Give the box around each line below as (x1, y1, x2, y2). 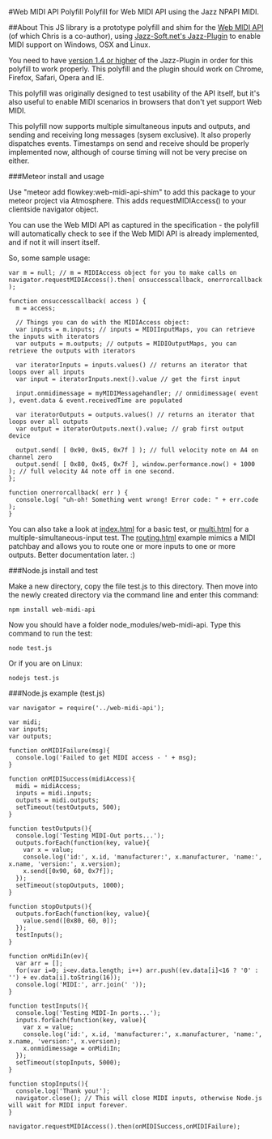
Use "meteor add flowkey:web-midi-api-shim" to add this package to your (8, 187, 257, 197)
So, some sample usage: (8, 253, 91, 263)
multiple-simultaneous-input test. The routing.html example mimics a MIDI (8, 533, 256, 542)
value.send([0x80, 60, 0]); (23, 917, 117, 925)
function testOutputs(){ (8, 824, 92, 833)
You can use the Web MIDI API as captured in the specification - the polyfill (8, 221, 259, 229)
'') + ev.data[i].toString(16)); (8, 974, 121, 982)
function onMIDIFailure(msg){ (8, 747, 111, 755)
